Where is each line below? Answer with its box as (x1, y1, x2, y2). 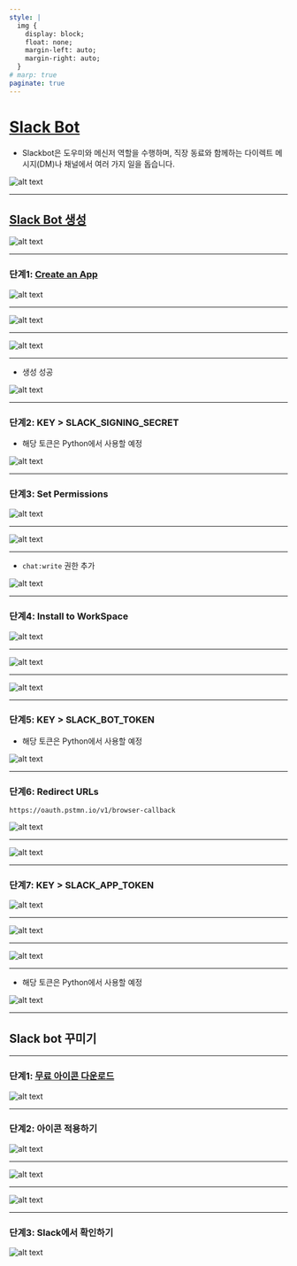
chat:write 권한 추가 (21, 560, 95, 571)
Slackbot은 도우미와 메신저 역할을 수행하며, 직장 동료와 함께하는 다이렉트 (21, 147, 274, 158)
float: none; (25, 37, 73, 47)
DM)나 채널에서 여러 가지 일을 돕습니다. (39, 158, 175, 169)
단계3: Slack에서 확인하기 (9, 1226, 113, 1239)
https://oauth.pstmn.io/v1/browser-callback (9, 807, 176, 815)
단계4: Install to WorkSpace (9, 610, 129, 622)
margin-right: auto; (25, 54, 101, 63)
